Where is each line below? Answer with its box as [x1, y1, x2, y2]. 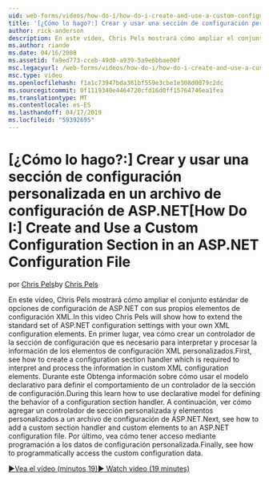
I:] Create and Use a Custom [8, 219, 199, 237]
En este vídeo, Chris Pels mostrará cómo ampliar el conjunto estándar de [8, 294, 249, 305]
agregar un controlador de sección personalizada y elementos [8, 406, 214, 415]
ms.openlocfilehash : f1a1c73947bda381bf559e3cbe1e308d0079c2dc [8, 79, 224, 87]
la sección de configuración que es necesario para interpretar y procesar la [8, 338, 258, 347]
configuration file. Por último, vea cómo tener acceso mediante [8, 430, 216, 441]
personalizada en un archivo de [8, 185, 222, 203]
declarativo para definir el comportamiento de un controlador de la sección [8, 380, 256, 390]
